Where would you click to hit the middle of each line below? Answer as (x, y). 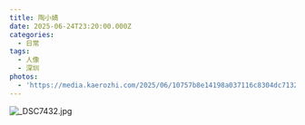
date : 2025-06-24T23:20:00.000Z (70, 26)
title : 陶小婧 (34, 18)
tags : (20, 52)
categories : (32, 34)
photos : (24, 77)
